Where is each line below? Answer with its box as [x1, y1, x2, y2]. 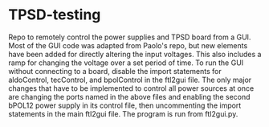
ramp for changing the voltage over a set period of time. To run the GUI [8, 58, 244, 68]
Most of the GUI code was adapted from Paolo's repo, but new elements [8, 40, 248, 50]
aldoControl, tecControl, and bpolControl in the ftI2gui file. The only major [8, 75, 252, 84]
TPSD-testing [8, 6, 101, 24]
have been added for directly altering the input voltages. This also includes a [8, 49, 262, 59]
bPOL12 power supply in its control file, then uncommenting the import [8, 100, 242, 110]
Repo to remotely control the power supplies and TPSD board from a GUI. [8, 32, 251, 42]
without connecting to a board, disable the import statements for [8, 66, 222, 76]
